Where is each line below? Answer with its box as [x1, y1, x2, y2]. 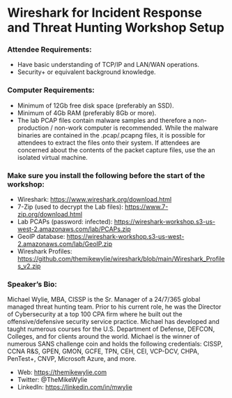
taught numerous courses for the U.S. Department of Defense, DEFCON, [7, 325, 215, 333]
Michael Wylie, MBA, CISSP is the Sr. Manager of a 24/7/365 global [7, 295, 201, 304]
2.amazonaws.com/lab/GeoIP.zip [17, 239, 113, 249]
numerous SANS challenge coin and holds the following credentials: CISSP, [7, 340, 223, 348]
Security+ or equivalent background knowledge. [17, 68, 156, 76]
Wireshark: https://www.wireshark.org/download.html [17, 196, 172, 204]
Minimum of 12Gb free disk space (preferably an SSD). [17, 101, 174, 110]
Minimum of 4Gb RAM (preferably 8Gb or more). [17, 108, 157, 117]
